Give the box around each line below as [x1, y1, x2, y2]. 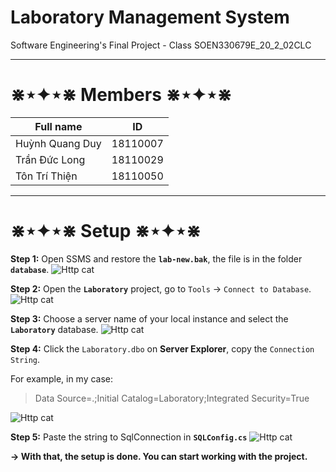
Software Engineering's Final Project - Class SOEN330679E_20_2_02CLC [10, 39, 312, 51]
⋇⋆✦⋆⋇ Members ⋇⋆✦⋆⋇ [10, 84, 232, 106]
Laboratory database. [10, 323, 99, 335]
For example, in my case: [10, 372, 114, 385]
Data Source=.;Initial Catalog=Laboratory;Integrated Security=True [34, 392, 310, 404]
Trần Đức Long [15, 152, 86, 166]
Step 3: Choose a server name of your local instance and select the [10, 312, 289, 325]
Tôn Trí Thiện [15, 169, 78, 183]
